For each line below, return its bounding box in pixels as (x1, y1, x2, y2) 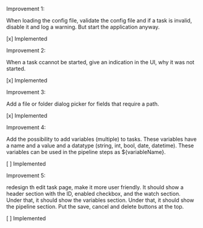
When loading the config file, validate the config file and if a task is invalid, (6, 17, 192, 24)
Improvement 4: (6, 124, 46, 131)
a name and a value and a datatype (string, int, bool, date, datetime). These (6, 142, 194, 149)
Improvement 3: (6, 89, 46, 96)
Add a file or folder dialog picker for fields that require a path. (6, 100, 159, 107)
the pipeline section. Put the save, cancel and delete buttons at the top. (6, 203, 184, 210)
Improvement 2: (6, 47, 46, 54)
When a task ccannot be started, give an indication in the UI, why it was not (6, 59, 195, 65)
